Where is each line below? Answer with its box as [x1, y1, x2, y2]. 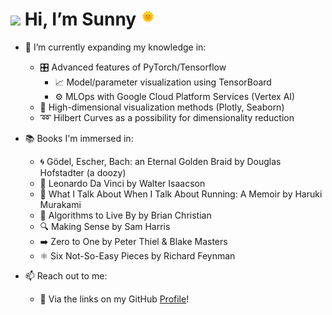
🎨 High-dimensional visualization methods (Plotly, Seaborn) [39, 101, 285, 113]
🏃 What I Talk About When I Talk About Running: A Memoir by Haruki [39, 188, 323, 200]
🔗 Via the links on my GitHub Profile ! [39, 293, 190, 305]
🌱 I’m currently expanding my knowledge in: [24, 41, 207, 53]
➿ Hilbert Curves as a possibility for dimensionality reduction [39, 111, 295, 123]
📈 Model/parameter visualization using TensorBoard [54, 76, 272, 88]
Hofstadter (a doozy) [39, 166, 127, 178]
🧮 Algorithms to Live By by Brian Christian [39, 209, 212, 221]
